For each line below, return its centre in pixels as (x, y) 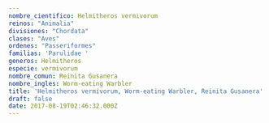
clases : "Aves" (34, 38)
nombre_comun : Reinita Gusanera (63, 76)
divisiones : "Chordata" (49, 31)
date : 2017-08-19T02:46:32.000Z (63, 106)
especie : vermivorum (43, 69)
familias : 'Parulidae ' (49, 53)
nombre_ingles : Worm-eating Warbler (70, 83)
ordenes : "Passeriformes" (52, 46)
